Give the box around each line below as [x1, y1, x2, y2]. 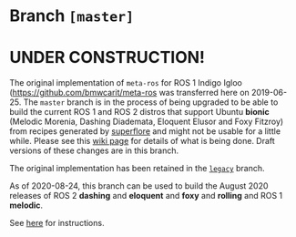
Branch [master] [9, 5, 135, 26]
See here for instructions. [9, 218, 105, 229]
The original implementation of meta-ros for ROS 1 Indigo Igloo [9, 77, 243, 88]
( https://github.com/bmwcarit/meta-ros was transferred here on [9, 88, 250, 98]
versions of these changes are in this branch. [9, 145, 179, 156]
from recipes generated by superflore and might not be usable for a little [9, 126, 281, 137]
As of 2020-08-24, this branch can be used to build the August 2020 [9, 180, 269, 191]
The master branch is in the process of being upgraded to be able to [23, 97, 279, 108]
